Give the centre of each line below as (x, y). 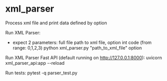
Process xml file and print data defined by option (56, 23)
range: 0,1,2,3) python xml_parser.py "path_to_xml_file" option (77, 48)
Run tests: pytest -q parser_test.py (41, 73)
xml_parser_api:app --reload (35, 63)
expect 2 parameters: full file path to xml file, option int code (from (82, 42)
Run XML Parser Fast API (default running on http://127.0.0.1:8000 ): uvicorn (84, 57)
